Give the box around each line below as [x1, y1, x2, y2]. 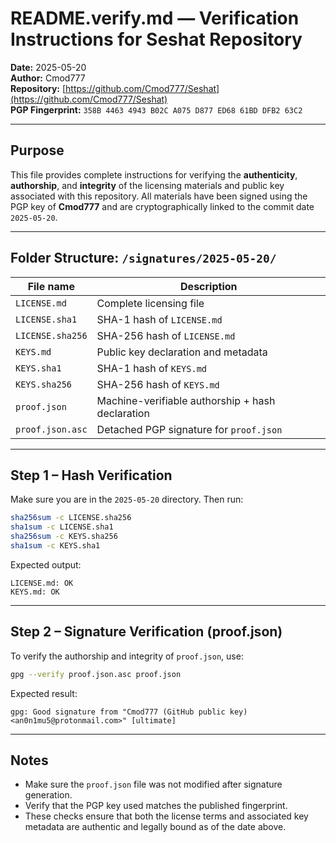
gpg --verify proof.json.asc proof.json [10, 669, 182, 679]
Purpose [10, 142, 65, 159]
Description [180, 279, 238, 293]
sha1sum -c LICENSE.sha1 [10, 522, 114, 532]
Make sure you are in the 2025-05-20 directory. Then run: [10, 493, 244, 506]
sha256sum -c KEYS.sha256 [10, 532, 118, 542]
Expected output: [10, 558, 82, 571]
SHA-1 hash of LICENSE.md [96, 312, 223, 326]
